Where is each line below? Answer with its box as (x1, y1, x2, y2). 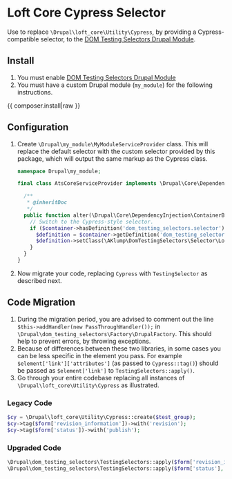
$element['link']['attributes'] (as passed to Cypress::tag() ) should (17, 359, 219, 367)
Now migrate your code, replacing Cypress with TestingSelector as (17, 269, 208, 277)
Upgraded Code (7, 443, 61, 453)
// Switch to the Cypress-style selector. (30, 218, 154, 225)
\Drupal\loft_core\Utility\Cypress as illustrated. (17, 381, 159, 389)
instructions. (17, 88, 53, 96)
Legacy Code (7, 398, 53, 408)
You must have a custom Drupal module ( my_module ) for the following (17, 81, 213, 89)
